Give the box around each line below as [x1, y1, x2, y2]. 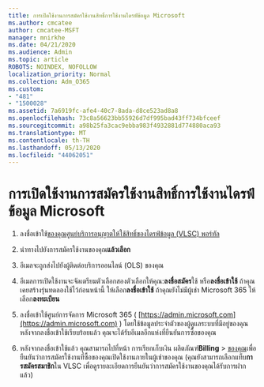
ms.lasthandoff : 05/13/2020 [8, 144, 101, 152]
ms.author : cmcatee [8, 19, 73, 27]
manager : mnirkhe [8, 33, 66, 42]
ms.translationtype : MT [8, 129, 87, 137]
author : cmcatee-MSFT [8, 26, 80, 34]
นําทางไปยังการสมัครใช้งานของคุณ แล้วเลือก [19, 245, 131, 254]
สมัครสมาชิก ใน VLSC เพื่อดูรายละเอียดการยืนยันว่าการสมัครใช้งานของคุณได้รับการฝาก [22, 361, 247, 371]
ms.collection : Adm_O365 [8, 77, 90, 85]
